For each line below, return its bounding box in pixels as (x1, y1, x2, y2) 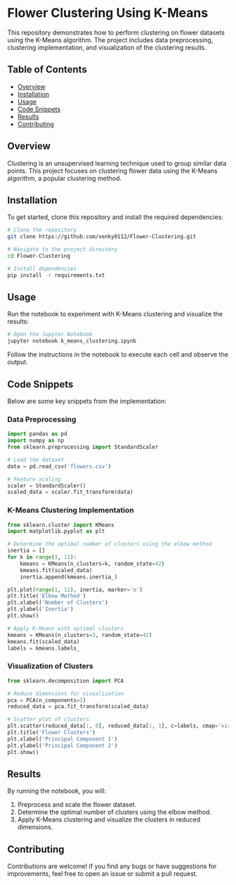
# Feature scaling (7, 476, 61, 483)
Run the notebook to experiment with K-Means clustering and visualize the (7, 310, 223, 318)
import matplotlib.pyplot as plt (7, 528, 105, 535)
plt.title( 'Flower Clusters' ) (7, 729, 96, 736)
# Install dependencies (7, 265, 77, 272)
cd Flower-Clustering (7, 252, 71, 259)
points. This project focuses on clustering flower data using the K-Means (7, 166, 218, 175)
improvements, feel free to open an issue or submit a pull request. (7, 869, 198, 878)
